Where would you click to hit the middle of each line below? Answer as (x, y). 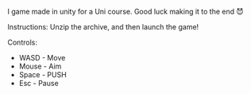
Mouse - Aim (40, 66)
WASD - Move (42, 58)
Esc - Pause (39, 83)
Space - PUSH (42, 74)
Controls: (22, 42)
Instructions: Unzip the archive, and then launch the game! (103, 27)
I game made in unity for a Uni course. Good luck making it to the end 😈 (125, 12)
